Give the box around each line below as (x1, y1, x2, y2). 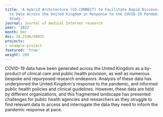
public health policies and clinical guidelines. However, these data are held (5, 86, 154, 92)
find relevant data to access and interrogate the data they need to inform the (5, 101, 158, 107)
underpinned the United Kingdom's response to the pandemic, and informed (5, 81, 158, 87)
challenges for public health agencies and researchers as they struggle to (5, 97, 152, 102)
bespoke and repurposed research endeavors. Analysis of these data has (5, 76, 152, 82)
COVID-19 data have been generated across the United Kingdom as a (5, 66, 144, 71)
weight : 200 (5, 52, 29, 57)
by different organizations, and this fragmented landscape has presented (5, 91, 151, 97)
